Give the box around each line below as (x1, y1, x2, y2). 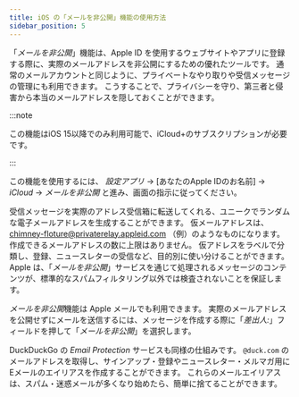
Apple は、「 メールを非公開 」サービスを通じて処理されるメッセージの (9, 261, 264, 273)
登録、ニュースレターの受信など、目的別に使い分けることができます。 (32, 250, 290, 261)
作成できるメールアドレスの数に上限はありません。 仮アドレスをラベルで (9, 239, 278, 250)
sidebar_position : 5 (9, 21, 87, 30)
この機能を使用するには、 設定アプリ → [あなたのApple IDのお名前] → (9, 175, 266, 186)
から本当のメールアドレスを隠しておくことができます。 (16, 91, 220, 103)
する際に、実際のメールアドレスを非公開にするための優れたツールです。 (9, 58, 275, 69)
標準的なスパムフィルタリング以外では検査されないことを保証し (39, 273, 275, 283)
